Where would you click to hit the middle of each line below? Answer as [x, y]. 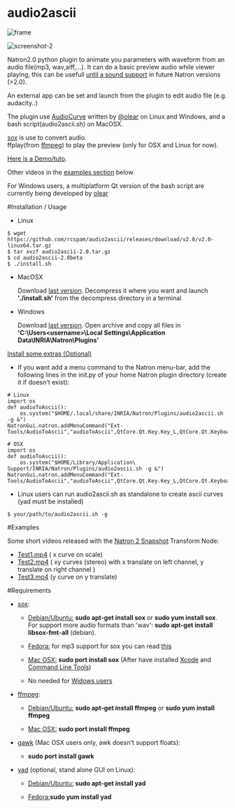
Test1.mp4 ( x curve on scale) [60, 554]
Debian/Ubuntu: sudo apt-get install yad [87, 783]
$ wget [17, 233]
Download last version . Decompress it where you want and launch [113, 290]
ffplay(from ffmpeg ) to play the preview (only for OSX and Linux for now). [113, 144]
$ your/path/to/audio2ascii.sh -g [58, 514]
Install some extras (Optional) [50, 353]
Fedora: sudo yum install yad [70, 797]
